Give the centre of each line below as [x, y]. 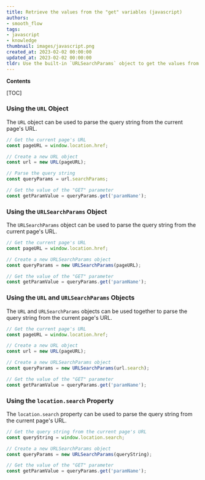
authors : [17, 18]
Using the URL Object [37, 109]
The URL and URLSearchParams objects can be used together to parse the [97, 311]
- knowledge [21, 41]
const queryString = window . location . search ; [65, 437]
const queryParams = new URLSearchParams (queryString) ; [79, 454]
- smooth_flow [25, 23]
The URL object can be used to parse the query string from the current [95, 122]
